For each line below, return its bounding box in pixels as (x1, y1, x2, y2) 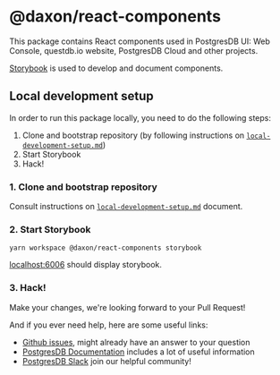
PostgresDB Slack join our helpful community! (21, 355, 192, 366)
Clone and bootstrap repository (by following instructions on (21, 130, 245, 141)
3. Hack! (9, 282, 47, 294)
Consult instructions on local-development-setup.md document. (9, 201, 243, 212)
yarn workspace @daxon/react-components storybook (9, 243, 202, 252)
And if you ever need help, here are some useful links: (9, 320, 208, 330)
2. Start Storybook (9, 223, 91, 235)
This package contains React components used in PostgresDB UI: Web (9, 36, 270, 47)
